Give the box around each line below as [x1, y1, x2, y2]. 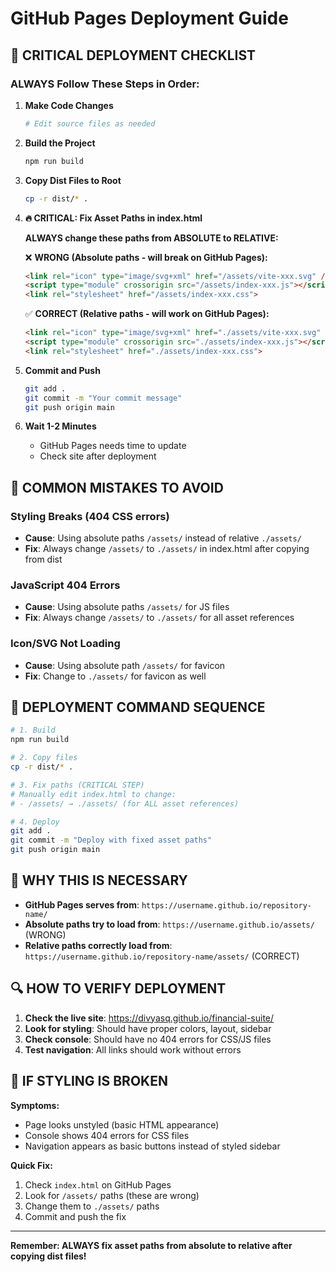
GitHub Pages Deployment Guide [10, 7, 289, 30]
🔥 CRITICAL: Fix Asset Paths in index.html [24, 212, 203, 224]
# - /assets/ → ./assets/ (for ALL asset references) [10, 798, 240, 809]
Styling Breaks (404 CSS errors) [10, 509, 170, 523]
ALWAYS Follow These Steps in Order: [10, 77, 200, 91]
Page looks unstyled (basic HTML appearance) [24, 1118, 220, 1131]
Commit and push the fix [24, 1210, 127, 1222]
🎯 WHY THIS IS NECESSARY [10, 872, 188, 889]
